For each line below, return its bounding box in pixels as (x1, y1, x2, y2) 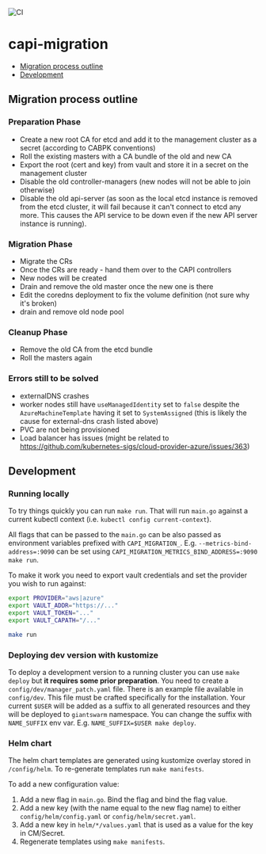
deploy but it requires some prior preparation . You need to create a (8, 676, 230, 685)
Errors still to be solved (8, 373, 99, 384)
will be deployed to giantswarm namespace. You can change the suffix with (8, 709, 252, 719)
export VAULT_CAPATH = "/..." (8, 616, 101, 624)
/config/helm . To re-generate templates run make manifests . (8, 764, 204, 774)
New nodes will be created (19, 273, 107, 283)
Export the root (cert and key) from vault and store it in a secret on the (19, 159, 249, 170)
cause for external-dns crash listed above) (19, 416, 159, 425)
